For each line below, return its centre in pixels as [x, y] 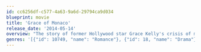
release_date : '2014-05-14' [41, 28]
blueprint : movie [28, 17]
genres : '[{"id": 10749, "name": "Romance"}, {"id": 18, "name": [89, 39]
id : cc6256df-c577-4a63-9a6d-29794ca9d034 [60, 12]
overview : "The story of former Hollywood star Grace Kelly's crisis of [99, 34]
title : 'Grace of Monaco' [38, 23]
